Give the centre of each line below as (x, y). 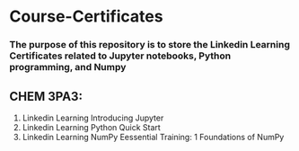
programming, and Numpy (68, 67)
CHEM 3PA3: (46, 96)
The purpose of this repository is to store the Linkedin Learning (149, 45)
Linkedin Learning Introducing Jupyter (93, 118)
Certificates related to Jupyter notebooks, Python (120, 56)
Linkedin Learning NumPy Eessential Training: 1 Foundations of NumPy (153, 137)
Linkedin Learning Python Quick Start (92, 127)
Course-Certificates (86, 17)
